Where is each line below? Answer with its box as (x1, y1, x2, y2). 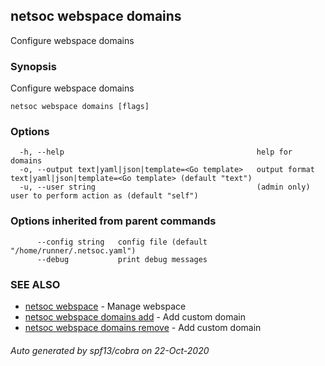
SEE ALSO (10, 277, 61, 291)
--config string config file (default (36, 237, 208, 247)
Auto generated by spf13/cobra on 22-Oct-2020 (10, 344, 210, 356)
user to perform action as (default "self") (10, 191, 199, 201)
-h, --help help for (19, 147, 293, 158)
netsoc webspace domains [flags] (10, 102, 150, 112)
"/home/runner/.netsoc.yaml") (10, 245, 137, 256)
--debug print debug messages (36, 254, 208, 264)
